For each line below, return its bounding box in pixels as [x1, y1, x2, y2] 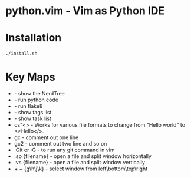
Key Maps [5, 71, 55, 84]
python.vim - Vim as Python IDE [5, 4, 165, 18]
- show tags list [14, 108, 52, 116]
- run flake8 [14, 102, 43, 110]
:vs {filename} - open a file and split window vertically [14, 159, 146, 166]
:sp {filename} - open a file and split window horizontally [14, 152, 152, 160]
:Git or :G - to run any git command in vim [14, 146, 116, 153]
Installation [5, 31, 62, 45]
